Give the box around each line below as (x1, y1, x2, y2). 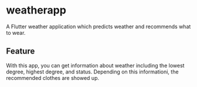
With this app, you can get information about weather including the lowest (6, 62, 185, 69)
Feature (6, 46, 35, 56)
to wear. (6, 29, 26, 36)
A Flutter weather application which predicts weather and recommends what (6, 23, 191, 30)
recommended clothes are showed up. (6, 74, 100, 81)
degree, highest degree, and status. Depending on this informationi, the (6, 68, 179, 75)
